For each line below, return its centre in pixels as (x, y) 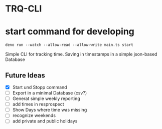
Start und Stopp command (40, 87)
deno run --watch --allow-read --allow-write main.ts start (69, 45)
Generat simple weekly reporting (46, 98)
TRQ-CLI (24, 9)
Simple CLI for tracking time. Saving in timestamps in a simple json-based (81, 54)
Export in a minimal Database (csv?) (49, 93)
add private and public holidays (45, 121)
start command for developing (70, 32)
